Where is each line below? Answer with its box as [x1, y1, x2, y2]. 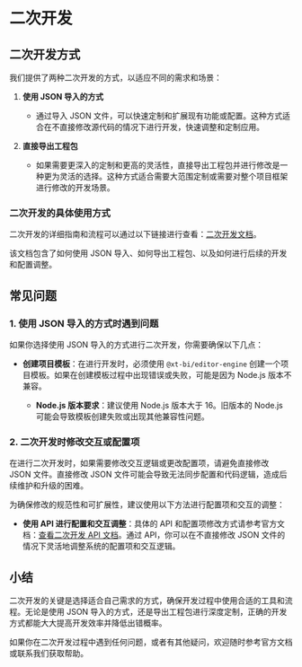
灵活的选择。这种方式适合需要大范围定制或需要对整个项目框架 [59, 171, 289, 181]
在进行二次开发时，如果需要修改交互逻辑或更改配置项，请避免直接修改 [9, 458, 270, 469]
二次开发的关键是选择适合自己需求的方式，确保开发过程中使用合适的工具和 [9, 595, 285, 606]
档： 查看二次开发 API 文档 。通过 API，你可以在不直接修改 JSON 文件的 [22, 530, 286, 540]
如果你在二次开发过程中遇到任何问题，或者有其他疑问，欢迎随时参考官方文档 [9, 636, 293, 647]
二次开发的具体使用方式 [9, 206, 111, 219]
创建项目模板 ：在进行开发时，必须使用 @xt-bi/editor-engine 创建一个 [22, 358, 281, 369]
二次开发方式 [9, 47, 81, 62]
